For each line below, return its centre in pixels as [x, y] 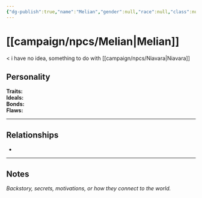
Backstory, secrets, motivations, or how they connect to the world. [89, 188]
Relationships [32, 135]
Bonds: [15, 104]
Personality [28, 76]
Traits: [14, 91]
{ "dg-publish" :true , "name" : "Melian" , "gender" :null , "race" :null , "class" [98, 12]
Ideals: [15, 98]
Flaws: [15, 110]
